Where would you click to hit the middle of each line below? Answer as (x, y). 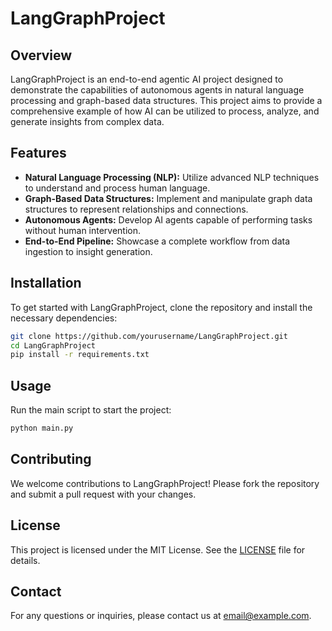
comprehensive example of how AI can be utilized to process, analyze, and (165, 111)
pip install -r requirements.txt (80, 355)
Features (38, 153)
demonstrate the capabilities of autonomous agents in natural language (157, 90)
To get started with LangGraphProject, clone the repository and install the (161, 307)
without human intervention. (83, 230)
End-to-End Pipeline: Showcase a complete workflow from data (157, 241)
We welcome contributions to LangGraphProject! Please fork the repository (165, 483)
